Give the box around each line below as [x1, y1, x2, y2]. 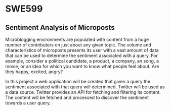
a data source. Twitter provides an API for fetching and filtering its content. [5, 89, 161, 95]
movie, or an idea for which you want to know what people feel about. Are [5, 64, 159, 69]
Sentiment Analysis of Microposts [5, 23, 115, 32]
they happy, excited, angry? [5, 69, 63, 75]
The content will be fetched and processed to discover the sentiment [5, 94, 149, 100]
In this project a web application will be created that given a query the [5, 79, 151, 84]
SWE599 [5, 3, 43, 15]
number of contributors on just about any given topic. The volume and [5, 42, 151, 48]
